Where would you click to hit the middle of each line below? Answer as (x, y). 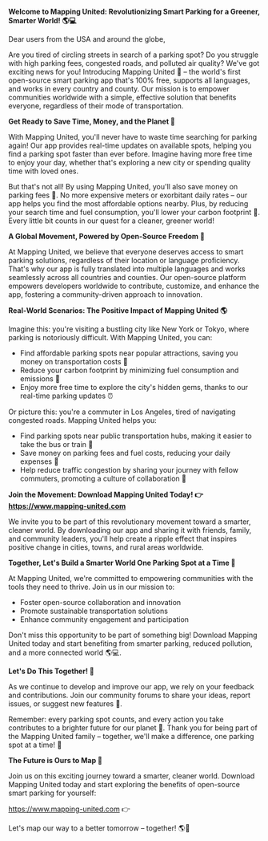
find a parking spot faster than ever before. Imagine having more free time (130, 154)
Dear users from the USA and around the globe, (87, 39)
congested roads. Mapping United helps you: (83, 420)
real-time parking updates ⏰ (66, 396)
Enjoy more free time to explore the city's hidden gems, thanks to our (134, 387)
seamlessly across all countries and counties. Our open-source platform (127, 277)
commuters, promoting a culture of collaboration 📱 (103, 478)
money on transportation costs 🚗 (74, 362)
